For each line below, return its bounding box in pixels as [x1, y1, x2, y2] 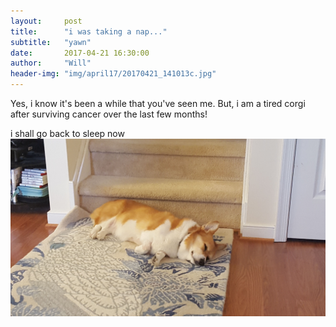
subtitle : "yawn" [10, 37, 92, 47]
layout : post [10, 16, 83, 26]
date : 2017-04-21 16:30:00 [10, 48, 150, 58]
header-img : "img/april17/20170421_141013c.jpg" [10, 69, 217, 79]
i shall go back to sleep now [10, 128, 125, 139]
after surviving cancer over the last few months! [10, 108, 208, 120]
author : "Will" [10, 58, 92, 69]
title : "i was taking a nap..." [10, 26, 168, 37]
